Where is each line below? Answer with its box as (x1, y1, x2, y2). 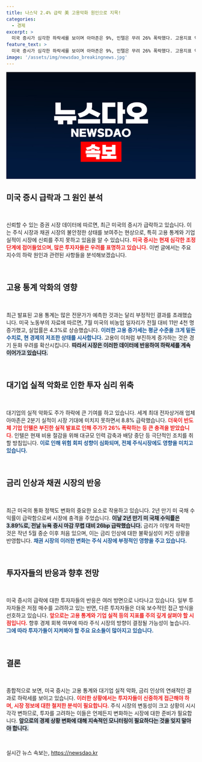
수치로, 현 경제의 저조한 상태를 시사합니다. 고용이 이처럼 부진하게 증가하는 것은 (6, 334, 188, 341)
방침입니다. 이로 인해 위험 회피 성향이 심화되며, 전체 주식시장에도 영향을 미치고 (12, 439, 194, 446)
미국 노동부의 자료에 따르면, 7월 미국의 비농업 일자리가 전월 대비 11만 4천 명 (19, 319, 194, 326)
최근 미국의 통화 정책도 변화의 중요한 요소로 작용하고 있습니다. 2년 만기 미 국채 (6, 507, 189, 514)
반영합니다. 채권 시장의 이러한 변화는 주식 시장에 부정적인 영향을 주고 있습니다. (6, 537, 188, 544)
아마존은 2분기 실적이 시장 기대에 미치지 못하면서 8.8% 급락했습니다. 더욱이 (6, 417, 183, 424)
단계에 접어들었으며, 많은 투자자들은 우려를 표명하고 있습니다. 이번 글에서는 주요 (6, 244, 191, 251)
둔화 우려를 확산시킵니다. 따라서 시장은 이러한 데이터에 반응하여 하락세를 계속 (12, 341, 191, 348)
